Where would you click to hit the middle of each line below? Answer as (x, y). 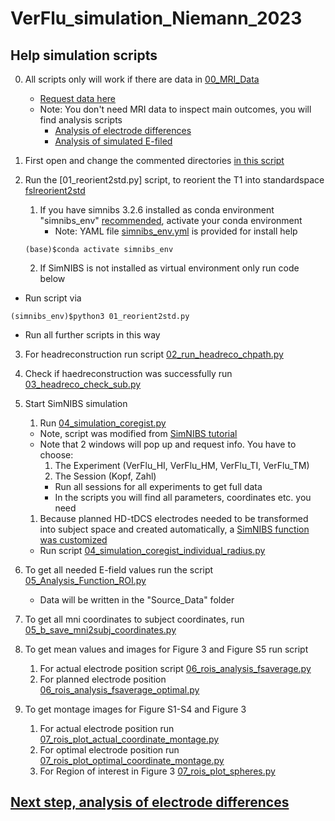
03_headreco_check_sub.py (83, 384)
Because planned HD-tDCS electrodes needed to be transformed (174, 518)
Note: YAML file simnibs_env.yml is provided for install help (176, 231)
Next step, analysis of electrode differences (150, 802)
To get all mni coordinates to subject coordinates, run (134, 619)
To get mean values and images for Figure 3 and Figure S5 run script (166, 649)
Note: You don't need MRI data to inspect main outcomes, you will (175, 109)
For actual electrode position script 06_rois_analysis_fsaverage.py (175, 668)
